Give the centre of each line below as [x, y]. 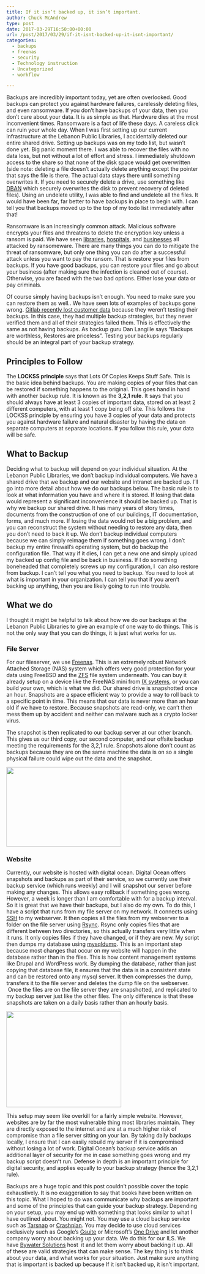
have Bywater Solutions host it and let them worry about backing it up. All [99, 1245]
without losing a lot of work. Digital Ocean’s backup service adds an [92, 1148]
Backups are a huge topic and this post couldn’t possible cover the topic [97, 1186]
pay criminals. [24, 285]
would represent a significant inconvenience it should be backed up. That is [102, 501]
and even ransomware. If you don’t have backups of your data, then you [97, 110]
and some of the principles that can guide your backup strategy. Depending [102, 1206]
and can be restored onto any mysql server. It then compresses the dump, [100, 976]
